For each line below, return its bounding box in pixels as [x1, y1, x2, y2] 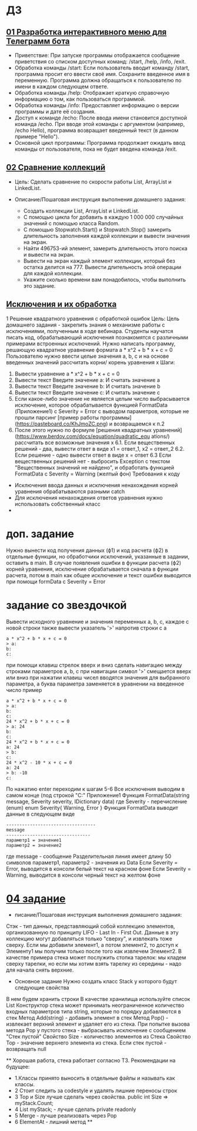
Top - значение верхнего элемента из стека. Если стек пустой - [6, 1039, 167, 1046]
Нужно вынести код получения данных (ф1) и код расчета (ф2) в [6, 547, 168, 554]
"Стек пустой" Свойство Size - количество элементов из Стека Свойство [6, 1033, 191, 1040]
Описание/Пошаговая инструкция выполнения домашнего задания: [14, 195, 186, 203]
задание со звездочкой [6, 598, 127, 612]
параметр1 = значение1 [6, 837, 62, 843]
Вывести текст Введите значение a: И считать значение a [14, 376, 161, 383]
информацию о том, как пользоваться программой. [14, 95, 146, 102]
